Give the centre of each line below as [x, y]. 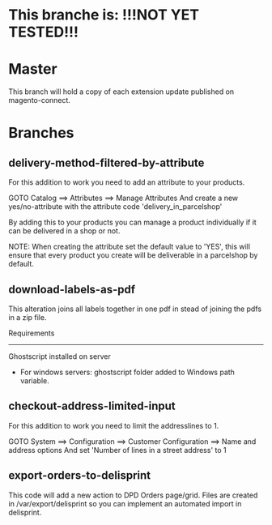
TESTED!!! [44, 32]
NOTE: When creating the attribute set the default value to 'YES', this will [130, 247]
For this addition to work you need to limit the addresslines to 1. [114, 425]
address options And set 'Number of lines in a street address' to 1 [117, 450]
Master [33, 69]
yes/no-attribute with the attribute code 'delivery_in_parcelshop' [115, 207]
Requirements [32, 333]
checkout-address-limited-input [92, 406]
